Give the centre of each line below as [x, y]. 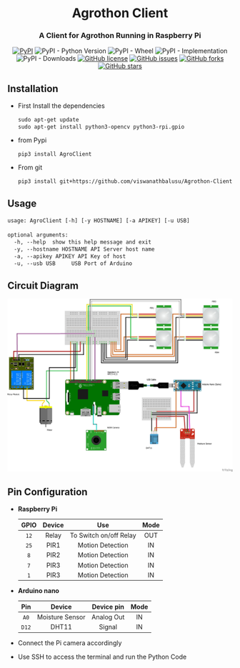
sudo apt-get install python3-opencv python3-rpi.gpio [101, 127]
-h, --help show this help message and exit [83, 242]
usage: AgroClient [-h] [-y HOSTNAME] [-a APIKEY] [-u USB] [99, 221]
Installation [33, 88]
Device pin [108, 607]
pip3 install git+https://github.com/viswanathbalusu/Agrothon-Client [125, 181]
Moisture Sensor [61, 617]
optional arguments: [38, 235]
